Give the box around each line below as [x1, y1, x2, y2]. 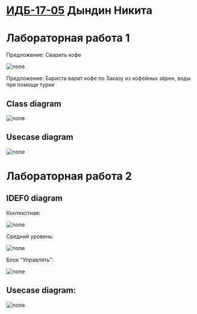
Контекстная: [6, 209, 40, 216]
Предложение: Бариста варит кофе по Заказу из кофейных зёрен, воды [6, 75, 191, 82]
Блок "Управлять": [6, 256, 54, 263]
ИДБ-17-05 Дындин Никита [6, 4, 152, 18]
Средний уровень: [6, 232, 54, 240]
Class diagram [6, 98, 61, 109]
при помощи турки [6, 81, 55, 88]
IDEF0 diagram [6, 193, 63, 203]
